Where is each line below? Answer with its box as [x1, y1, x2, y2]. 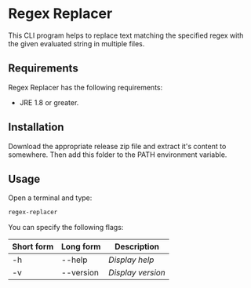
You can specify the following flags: [8, 223, 124, 232]
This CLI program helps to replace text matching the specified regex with [8, 31, 244, 40]
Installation [8, 121, 64, 134]
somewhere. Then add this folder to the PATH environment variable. [8, 150, 227, 159]
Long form [61, 241, 101, 252]
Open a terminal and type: [8, 193, 93, 202]
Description [115, 241, 159, 252]
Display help [108, 254, 155, 265]
